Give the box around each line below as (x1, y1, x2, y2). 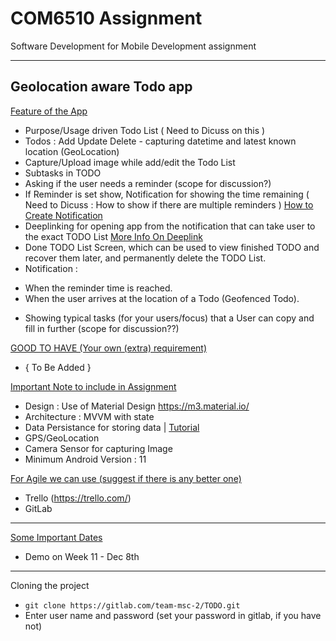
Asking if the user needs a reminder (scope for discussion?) (24, 177, 272, 189)
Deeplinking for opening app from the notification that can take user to (24, 220, 316, 232)
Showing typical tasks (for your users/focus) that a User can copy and (24, 312, 315, 324)
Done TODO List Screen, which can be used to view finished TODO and (24, 241, 320, 253)
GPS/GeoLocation (24, 432, 100, 444)
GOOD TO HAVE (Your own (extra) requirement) (10, 342, 207, 354)
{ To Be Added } (24, 361, 92, 373)
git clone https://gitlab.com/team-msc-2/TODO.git (24, 600, 241, 611)
